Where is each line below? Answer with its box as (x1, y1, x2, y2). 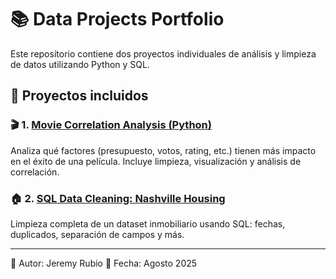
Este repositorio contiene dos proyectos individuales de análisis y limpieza (10, 47, 317, 60)
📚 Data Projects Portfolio (10, 8, 225, 31)
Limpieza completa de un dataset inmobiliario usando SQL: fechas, (10, 217, 286, 230)
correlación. (10, 166, 60, 178)
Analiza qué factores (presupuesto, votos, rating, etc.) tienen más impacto (10, 144, 317, 156)
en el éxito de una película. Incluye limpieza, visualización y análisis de (10, 155, 302, 167)
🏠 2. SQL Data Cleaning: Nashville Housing (10, 191, 226, 205)
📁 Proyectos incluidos (10, 87, 149, 105)
